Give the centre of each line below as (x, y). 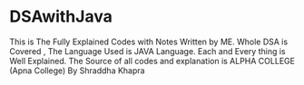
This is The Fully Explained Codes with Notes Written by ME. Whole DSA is (149, 42)
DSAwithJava (61, 17)
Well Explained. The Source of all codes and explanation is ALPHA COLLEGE (152, 61)
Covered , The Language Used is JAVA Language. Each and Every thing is (147, 51)
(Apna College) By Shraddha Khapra (77, 71)
